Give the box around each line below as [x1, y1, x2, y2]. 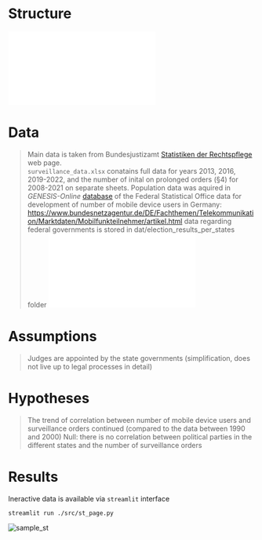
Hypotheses [8, 390, 90, 407]
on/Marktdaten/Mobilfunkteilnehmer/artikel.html [27, 216, 183, 226]
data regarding [184, 216, 232, 226]
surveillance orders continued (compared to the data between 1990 [27, 424, 246, 433]
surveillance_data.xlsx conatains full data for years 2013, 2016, [27, 166, 236, 175]
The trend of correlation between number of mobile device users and [27, 415, 251, 424]
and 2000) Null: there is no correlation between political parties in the [27, 432, 253, 441]
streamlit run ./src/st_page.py [8, 509, 114, 517]
